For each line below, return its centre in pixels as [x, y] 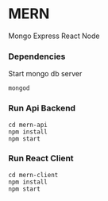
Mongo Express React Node [54, 36]
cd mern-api [28, 125]
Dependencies [37, 56]
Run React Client [41, 158]
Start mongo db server [45, 74]
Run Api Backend [42, 108]
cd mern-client [33, 175]
